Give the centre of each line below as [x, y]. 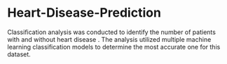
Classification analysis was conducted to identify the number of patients [111, 32]
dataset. [19, 54]
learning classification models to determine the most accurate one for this [114, 47]
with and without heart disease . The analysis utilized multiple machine [109, 39]
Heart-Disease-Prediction [84, 13]
